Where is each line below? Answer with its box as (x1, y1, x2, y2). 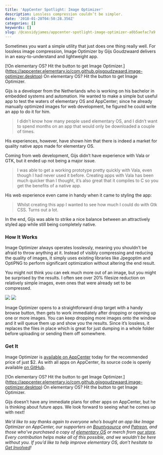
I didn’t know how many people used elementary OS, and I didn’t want (17, 118, 158, 124)
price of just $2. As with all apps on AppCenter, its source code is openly (5, 359, 151, 365)
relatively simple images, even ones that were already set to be (5, 280, 131, 286)
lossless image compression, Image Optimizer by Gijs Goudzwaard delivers (5, 48, 156, 54)
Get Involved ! (5, 444, 32, 450)
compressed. (5, 285, 32, 291)
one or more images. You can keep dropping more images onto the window (5, 315, 156, 321)
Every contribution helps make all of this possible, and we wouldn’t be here (5, 434, 156, 440)
